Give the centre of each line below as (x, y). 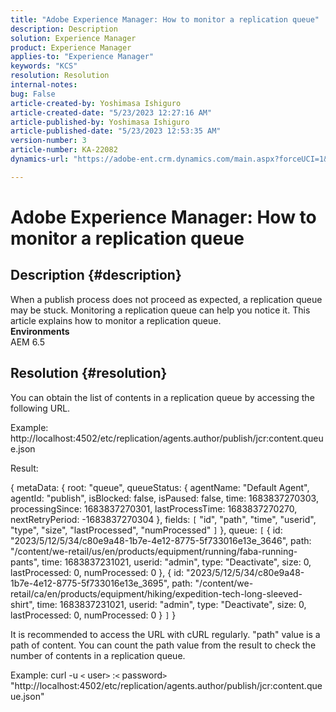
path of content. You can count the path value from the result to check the (163, 645)
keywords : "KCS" (44, 66)
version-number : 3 (48, 141)
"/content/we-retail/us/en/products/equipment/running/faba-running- (154, 551)
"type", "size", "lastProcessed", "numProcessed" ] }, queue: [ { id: (146, 530)
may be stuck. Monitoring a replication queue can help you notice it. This (160, 310)
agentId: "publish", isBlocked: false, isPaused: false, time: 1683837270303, (164, 498)
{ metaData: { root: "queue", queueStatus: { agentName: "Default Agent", (160, 487)
